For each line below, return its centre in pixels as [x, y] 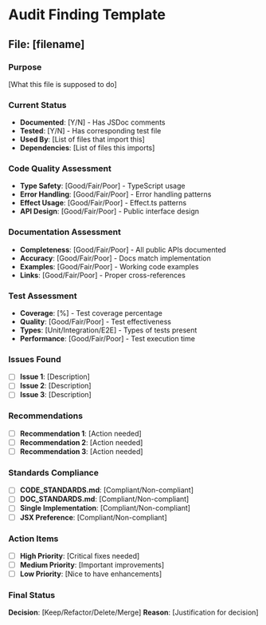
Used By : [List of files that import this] [82, 139]
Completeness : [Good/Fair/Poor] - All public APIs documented [123, 249]
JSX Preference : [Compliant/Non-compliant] [93, 517]
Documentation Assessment [65, 232]
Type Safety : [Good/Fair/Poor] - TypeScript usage [102, 186]
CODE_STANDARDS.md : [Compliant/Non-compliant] [106, 490]
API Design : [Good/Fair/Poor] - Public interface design [110, 211]
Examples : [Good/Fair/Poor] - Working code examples [109, 266]
